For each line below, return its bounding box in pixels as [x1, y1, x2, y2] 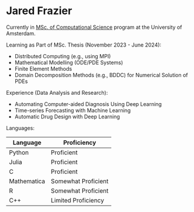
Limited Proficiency [51, 196, 105, 204]
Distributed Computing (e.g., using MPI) [14, 52, 111, 59]
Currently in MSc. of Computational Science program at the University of [6, 24, 182, 31]
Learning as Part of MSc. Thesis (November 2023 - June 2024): [6, 41, 162, 48]
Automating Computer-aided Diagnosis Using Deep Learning [14, 100, 162, 107]
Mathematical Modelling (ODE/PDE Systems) [14, 59, 123, 66]
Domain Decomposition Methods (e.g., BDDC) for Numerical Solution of [14, 71, 188, 78]
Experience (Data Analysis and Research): [6, 89, 108, 96]
